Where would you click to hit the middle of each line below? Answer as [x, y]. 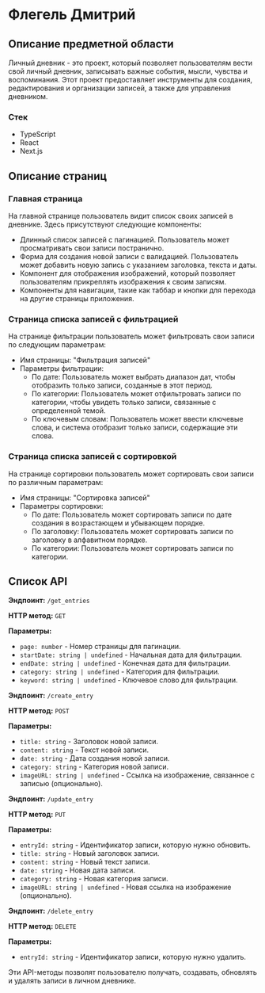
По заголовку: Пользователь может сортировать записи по [132, 531]
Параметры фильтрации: [62, 369]
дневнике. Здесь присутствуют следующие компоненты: [105, 224]
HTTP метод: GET [37, 616]
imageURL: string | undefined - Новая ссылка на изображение [125, 887]
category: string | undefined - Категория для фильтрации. [119, 672]
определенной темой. [68, 411]
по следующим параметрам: [57, 345]
